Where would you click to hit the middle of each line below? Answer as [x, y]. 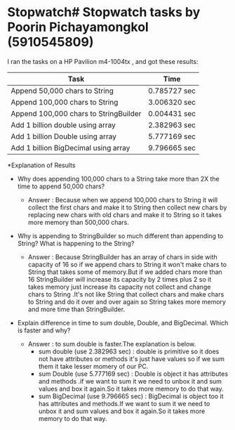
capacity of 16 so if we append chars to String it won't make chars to [127, 264]
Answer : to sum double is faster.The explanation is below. [112, 344]
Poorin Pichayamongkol [78, 27]
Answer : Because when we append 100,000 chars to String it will [123, 200]
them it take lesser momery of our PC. [93, 366]
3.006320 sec [172, 102]
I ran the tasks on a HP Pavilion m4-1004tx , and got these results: [103, 61]
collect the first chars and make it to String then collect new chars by [127, 207]
